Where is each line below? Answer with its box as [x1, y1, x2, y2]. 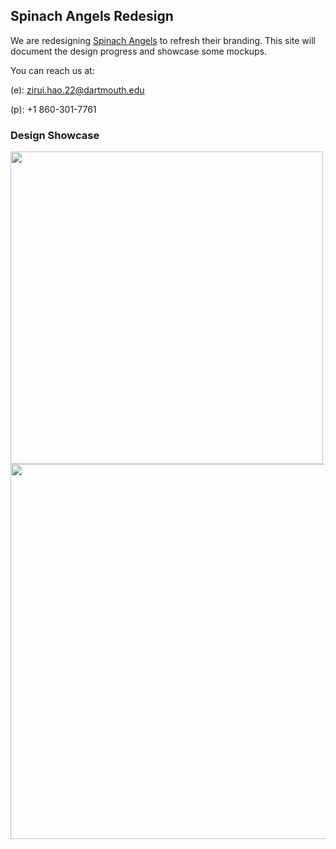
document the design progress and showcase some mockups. [10, 45, 268, 57]
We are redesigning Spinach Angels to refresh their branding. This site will [10, 34, 316, 46]
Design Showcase [10, 128, 100, 142]
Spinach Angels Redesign [10, 8, 174, 25]
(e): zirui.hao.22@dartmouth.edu [10, 84, 145, 96]
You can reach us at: [10, 64, 95, 76]
